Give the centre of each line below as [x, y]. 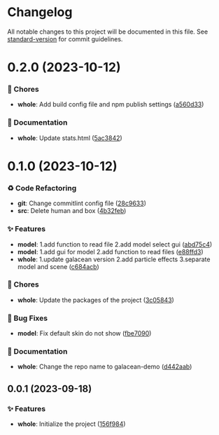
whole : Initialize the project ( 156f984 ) [71, 424]
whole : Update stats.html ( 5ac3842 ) [70, 138]
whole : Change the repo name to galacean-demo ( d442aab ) [105, 367]
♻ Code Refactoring [42, 188]
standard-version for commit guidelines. [65, 39]
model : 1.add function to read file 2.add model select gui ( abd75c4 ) [115, 244]
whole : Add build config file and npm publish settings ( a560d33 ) [111, 104]
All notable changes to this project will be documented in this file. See [108, 32]
